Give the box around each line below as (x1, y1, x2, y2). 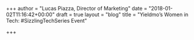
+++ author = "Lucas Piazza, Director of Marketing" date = (6, 5, 148, 12)
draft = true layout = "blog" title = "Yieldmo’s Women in (56, 11, 189, 18)
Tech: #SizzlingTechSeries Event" (6, 17, 88, 24)
